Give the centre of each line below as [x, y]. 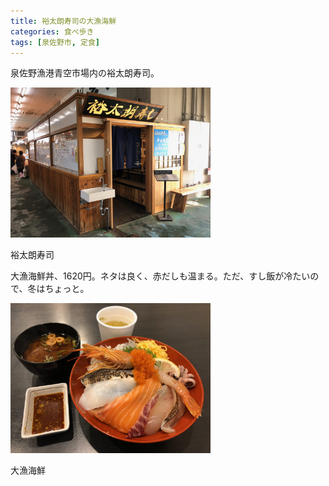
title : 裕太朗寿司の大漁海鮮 [63, 21]
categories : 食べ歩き [52, 31]
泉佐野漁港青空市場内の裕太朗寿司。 [85, 73]
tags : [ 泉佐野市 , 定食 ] [55, 42]
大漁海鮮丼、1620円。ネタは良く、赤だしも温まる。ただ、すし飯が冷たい [160, 276]
